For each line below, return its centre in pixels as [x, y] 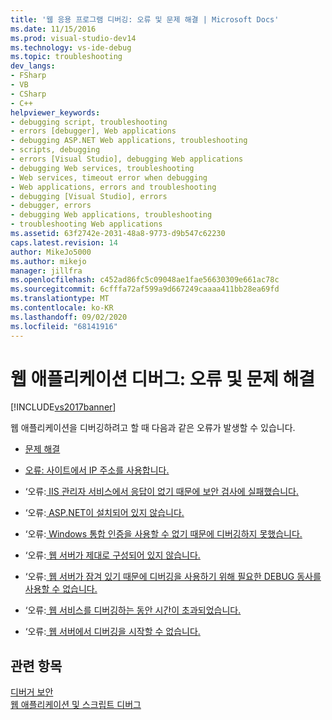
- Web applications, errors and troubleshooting [113, 187]
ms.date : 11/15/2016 [53, 29]
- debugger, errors [51, 206]
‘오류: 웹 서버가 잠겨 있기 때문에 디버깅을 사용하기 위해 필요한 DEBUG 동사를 [173, 577]
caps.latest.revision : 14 [64, 242]
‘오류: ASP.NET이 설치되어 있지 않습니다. [104, 513]
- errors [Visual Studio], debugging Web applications [127, 159]
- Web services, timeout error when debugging [109, 177]
